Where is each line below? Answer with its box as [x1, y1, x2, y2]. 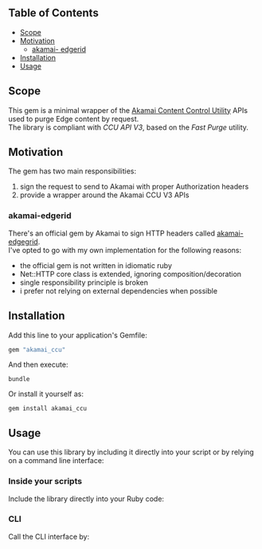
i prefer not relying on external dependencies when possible [19, 286, 217, 295]
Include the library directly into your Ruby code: [8, 493, 165, 504]
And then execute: [8, 360, 68, 369]
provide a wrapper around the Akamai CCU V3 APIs [19, 190, 190, 200]
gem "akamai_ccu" [8, 345, 66, 353]
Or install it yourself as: [8, 389, 84, 399]
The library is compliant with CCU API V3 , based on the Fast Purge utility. [8, 123, 249, 132]
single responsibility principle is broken [19, 278, 149, 287]
